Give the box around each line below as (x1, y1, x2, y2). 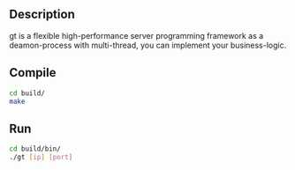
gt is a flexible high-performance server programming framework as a (9, 30, 264, 41)
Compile (9, 65, 57, 80)
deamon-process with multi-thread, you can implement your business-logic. (9, 40, 287, 50)
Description (9, 7, 75, 22)
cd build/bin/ (9, 144, 62, 153)
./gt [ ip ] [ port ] (9, 153, 73, 162)
